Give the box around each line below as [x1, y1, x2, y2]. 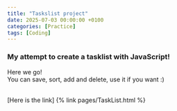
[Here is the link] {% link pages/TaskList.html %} [7, 96, 146, 104]
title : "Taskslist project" [7, 10, 89, 17]
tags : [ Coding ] [7, 29, 51, 37]
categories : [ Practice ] [7, 23, 76, 30]
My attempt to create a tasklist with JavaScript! [7, 52, 170, 62]
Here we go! [7, 68, 43, 76]
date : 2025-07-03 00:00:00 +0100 [7, 17, 104, 23]
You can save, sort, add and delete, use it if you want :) [7, 75, 165, 83]
